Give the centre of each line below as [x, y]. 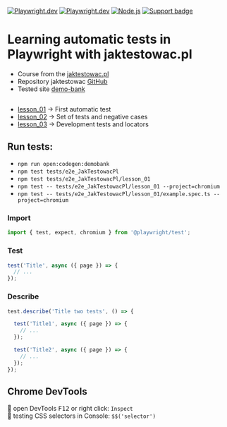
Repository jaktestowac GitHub [62, 81]
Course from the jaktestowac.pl [63, 73]
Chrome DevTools [47, 391]
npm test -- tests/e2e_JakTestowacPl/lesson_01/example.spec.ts [114, 194]
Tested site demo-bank [51, 89]
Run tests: [30, 146]
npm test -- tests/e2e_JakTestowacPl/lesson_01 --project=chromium [118, 187]
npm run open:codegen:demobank [63, 164]
